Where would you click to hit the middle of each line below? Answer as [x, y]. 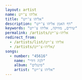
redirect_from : [21, 38]
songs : [12, 51]
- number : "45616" [29, 56]
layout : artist [21, 10]
